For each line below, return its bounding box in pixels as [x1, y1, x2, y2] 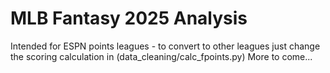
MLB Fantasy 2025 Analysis [10, 7, 248, 30]
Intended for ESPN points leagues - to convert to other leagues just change [10, 40, 321, 52]
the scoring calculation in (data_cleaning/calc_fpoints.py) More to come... [10, 50, 313, 62]
